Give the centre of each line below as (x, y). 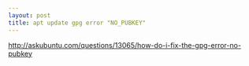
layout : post (30, 15)
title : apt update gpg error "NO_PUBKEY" (77, 23)
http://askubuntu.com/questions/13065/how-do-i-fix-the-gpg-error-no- (125, 45)
